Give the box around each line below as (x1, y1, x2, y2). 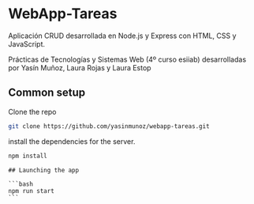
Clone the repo (8, 107, 57, 116)
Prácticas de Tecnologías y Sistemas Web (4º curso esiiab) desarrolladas (8, 55, 247, 64)
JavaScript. (8, 39, 46, 48)
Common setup (8, 86, 85, 100)
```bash (8, 179, 34, 188)
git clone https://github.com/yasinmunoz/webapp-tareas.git (8, 122, 211, 130)
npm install (8, 152, 47, 160)
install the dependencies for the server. (8, 136, 136, 146)
